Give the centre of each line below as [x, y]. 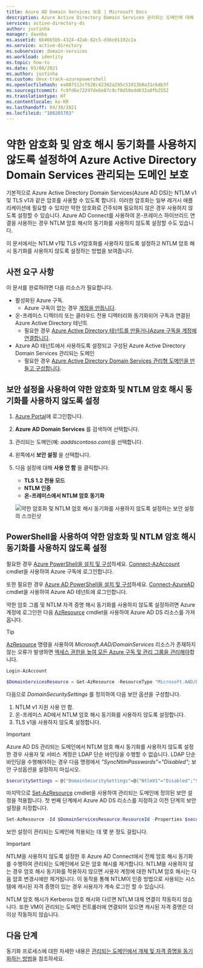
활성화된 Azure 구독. [39, 300]
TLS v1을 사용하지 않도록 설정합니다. [58, 722]
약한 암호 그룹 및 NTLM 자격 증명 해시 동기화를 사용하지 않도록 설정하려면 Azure [101, 604]
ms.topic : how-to [28, 62]
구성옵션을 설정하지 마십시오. [47, 769]
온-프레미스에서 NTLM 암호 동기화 [64, 495]
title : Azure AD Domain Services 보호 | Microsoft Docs [77, 12]
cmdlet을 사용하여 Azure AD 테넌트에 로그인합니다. [67, 592]
